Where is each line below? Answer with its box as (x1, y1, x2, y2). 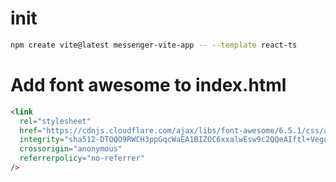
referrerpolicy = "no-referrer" (19, 153, 145, 164)
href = (19, 125, 43, 136)
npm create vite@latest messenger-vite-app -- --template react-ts (10, 40, 298, 50)
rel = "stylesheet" (19, 116, 92, 126)
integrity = (19, 135, 65, 145)
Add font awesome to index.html (10, 74, 287, 96)
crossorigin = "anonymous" (19, 144, 123, 154)
